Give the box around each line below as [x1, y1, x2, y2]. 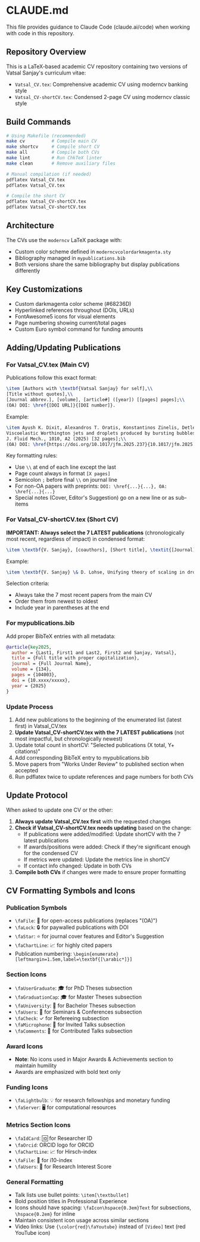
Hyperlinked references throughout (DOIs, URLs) [14, 306, 135, 314]
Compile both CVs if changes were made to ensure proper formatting [14, 868, 186, 875]
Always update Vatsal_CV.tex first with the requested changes [14, 817, 171, 825]
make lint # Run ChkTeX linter [6, 155, 102, 161]
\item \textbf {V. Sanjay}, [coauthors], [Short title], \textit [6, 547, 169, 553]
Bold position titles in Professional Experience [14, 1197, 127, 1204]
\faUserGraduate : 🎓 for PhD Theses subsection [14, 984, 133, 992]
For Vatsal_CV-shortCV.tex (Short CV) [6, 515, 119, 524]
